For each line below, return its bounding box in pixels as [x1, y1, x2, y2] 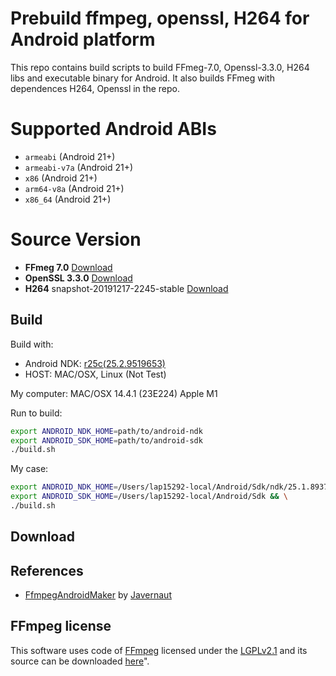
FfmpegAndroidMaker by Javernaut [24, 589, 172, 601]
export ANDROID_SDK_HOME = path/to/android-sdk [10, 435, 203, 446]
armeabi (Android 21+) [24, 150, 116, 162]
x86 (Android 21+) [24, 172, 98, 184]
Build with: [10, 338, 54, 350]
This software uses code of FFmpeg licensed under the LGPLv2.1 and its [10, 644, 308, 656]
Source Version [10, 228, 142, 251]
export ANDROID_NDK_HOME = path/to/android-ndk [10, 426, 203, 436]
